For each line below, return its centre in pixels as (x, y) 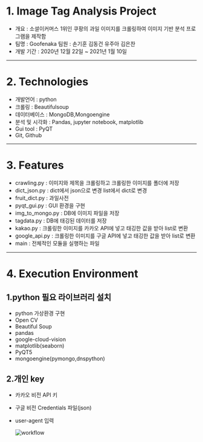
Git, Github (28, 135)
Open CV (26, 320)
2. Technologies (47, 82)
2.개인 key (25, 379)
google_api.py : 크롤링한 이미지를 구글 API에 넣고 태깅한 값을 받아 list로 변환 (105, 236)
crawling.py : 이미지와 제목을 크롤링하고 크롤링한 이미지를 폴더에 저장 (97, 183)
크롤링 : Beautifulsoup (42, 106)
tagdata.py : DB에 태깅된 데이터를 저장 (61, 220)
